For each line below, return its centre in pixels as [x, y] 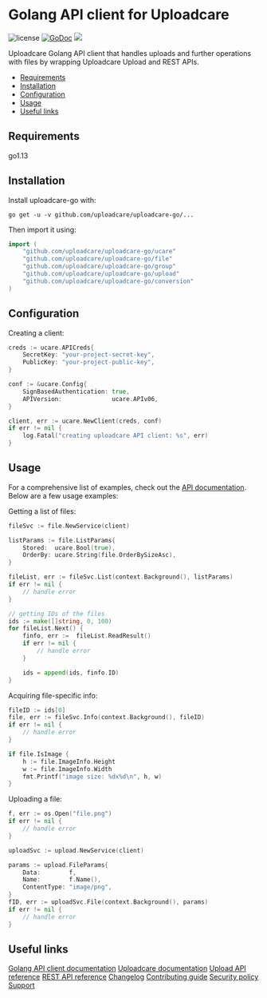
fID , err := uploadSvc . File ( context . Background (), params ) [108, 902]
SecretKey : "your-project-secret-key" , [89, 355]
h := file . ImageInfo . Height [69, 761]
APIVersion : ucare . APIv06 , [90, 399]
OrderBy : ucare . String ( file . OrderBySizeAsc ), [100, 555]
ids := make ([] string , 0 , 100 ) [60, 621]
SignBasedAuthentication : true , [76, 392]
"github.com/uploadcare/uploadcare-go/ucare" [100, 252]
